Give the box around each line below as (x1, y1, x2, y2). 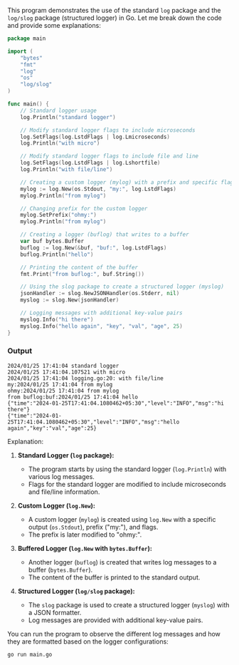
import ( (7, 48, 33, 55)
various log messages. (28, 472, 95, 480)
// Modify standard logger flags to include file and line (20, 153, 199, 160)
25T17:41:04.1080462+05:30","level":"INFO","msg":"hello (7, 418, 180, 426)
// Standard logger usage (20, 107, 97, 114)
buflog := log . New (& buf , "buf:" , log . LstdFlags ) (20, 244, 167, 252)
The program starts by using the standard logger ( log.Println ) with (28, 465, 227, 473)
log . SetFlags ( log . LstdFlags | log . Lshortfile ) (20, 160, 161, 167)
